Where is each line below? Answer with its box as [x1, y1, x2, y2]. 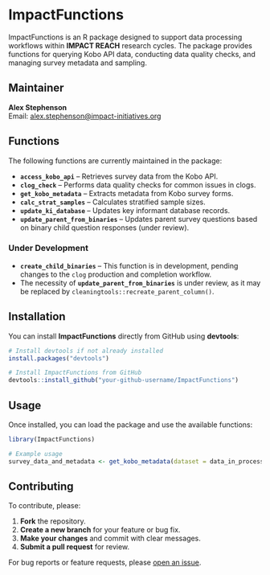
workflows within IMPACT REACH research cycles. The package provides [8, 40, 253, 50]
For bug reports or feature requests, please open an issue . [8, 557, 202, 568]
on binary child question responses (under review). [19, 223, 190, 232]
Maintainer [8, 81, 64, 95]
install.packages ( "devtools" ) [8, 354, 110, 363]
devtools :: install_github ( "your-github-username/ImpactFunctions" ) [8, 376, 239, 384]
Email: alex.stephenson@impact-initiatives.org [8, 111, 162, 121]
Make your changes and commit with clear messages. [19, 533, 201, 544]
